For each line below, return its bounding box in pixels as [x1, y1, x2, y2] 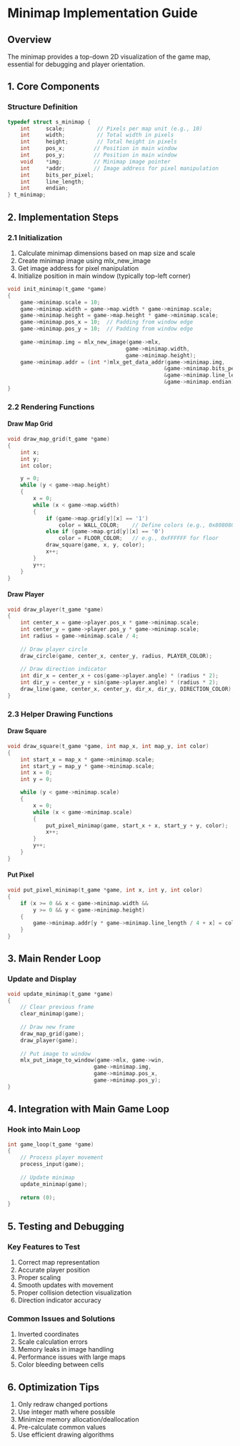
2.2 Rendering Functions [7, 402, 95, 412]
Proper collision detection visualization [17, 1288, 132, 1297]
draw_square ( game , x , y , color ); [45, 542, 145, 549]
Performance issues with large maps [17, 1352, 126, 1362]
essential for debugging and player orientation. [7, 60, 145, 69]
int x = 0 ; [20, 769, 53, 777]
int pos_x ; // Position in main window [20, 145, 177, 152]
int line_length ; [20, 178, 84, 185]
